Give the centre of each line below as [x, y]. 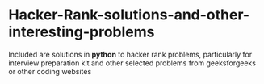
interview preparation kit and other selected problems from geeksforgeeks [132, 63]
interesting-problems [82, 32]
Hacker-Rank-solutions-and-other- [129, 15]
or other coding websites [50, 71]
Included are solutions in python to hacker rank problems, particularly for [130, 54]
